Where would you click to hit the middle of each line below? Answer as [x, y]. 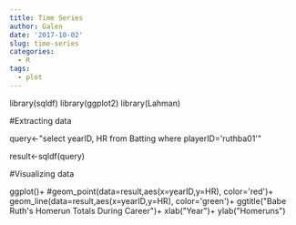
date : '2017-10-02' [46, 35]
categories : [32, 52]
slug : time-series [44, 43]
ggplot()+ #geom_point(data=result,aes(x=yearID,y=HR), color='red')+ [142, 191]
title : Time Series [46, 18]
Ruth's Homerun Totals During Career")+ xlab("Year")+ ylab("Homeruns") [148, 210]
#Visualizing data [42, 173]
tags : [20, 69]
